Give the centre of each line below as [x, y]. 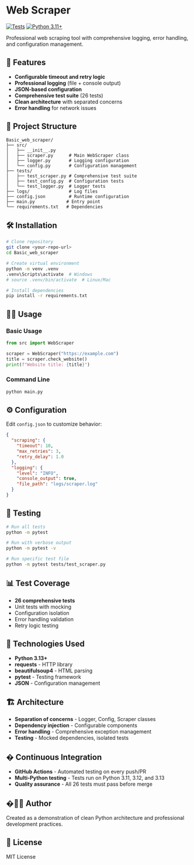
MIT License [21, 856]
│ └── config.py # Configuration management [72, 166]
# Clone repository [30, 242]
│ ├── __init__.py [31, 150]
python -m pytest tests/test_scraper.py [56, 564]
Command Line [28, 379]
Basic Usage [24, 331]
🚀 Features [26, 63]
